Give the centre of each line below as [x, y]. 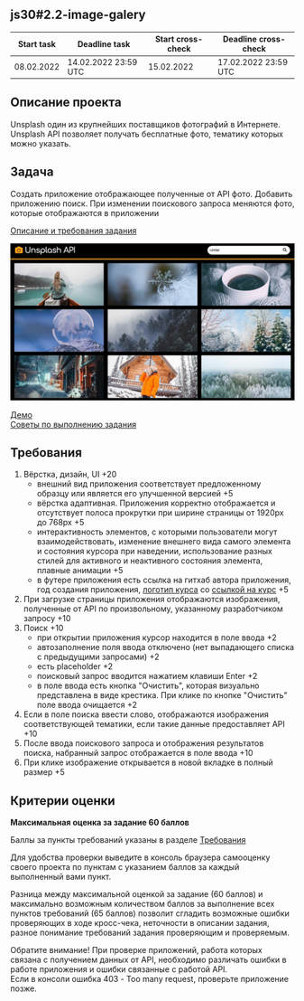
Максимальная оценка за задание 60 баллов [100, 823]
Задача [32, 172]
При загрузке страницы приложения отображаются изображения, [152, 600]
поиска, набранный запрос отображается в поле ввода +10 [138, 753]
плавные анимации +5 [80, 571]
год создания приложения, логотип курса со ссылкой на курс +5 [163, 590]
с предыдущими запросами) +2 [98, 657]
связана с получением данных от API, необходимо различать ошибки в [148, 960]
